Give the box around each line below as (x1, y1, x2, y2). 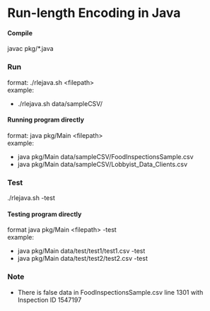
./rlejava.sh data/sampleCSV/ (17, 99, 103, 107)
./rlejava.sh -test (7, 194, 55, 202)
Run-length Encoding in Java (7, 5, 181, 21)
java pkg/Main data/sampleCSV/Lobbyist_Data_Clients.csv (17, 160, 188, 168)
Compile (7, 28, 33, 37)
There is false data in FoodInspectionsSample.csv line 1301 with (17, 288, 204, 296)
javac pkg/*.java (7, 45, 54, 53)
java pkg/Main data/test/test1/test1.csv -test (17, 247, 146, 255)
